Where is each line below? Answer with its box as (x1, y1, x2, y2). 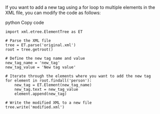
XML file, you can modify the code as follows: (5, 10, 101, 16)
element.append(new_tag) (14, 91, 67, 96)
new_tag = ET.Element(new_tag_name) (14, 83, 92, 88)
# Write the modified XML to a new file (5, 100, 92, 105)
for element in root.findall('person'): (5, 78, 92, 83)
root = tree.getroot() (5, 47, 53, 52)
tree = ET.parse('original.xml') (5, 43, 76, 48)
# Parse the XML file (5, 38, 51, 43)
